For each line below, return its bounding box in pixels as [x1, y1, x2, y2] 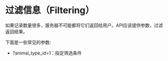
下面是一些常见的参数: [5, 39, 52, 45]
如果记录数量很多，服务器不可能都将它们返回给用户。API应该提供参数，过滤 [5, 22, 163, 28]
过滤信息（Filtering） [5, 5, 95, 16]
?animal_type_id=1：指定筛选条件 [12, 50, 82, 56]
